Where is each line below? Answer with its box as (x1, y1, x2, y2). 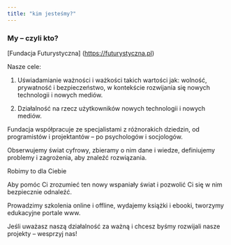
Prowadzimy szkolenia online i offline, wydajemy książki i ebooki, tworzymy (7, 201, 225, 210)
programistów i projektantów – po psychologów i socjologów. (7, 132, 183, 141)
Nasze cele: (7, 62, 42, 70)
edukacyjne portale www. (7, 208, 81, 216)
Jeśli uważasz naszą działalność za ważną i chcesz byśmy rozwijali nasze (7, 222, 221, 230)
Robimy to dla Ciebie (7, 166, 67, 175)
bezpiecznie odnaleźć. (7, 187, 72, 196)
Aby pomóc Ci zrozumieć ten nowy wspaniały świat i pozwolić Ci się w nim (7, 180, 223, 189)
